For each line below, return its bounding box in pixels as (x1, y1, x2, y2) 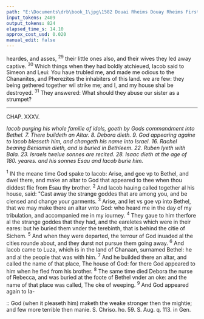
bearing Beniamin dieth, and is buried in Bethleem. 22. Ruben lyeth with (6, 144, 186, 151)
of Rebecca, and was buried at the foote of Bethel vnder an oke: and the (6, 274, 187, 281)
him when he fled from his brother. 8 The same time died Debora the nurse (6, 266, 193, 275)
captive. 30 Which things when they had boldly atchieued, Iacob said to (6, 61, 185, 70)
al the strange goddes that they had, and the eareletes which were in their (6, 218, 191, 225)
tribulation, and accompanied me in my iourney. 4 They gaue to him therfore (6, 210, 196, 219)
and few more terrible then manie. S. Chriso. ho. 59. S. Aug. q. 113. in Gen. (6, 306, 191, 313)
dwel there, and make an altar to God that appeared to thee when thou (6, 176, 182, 184)
